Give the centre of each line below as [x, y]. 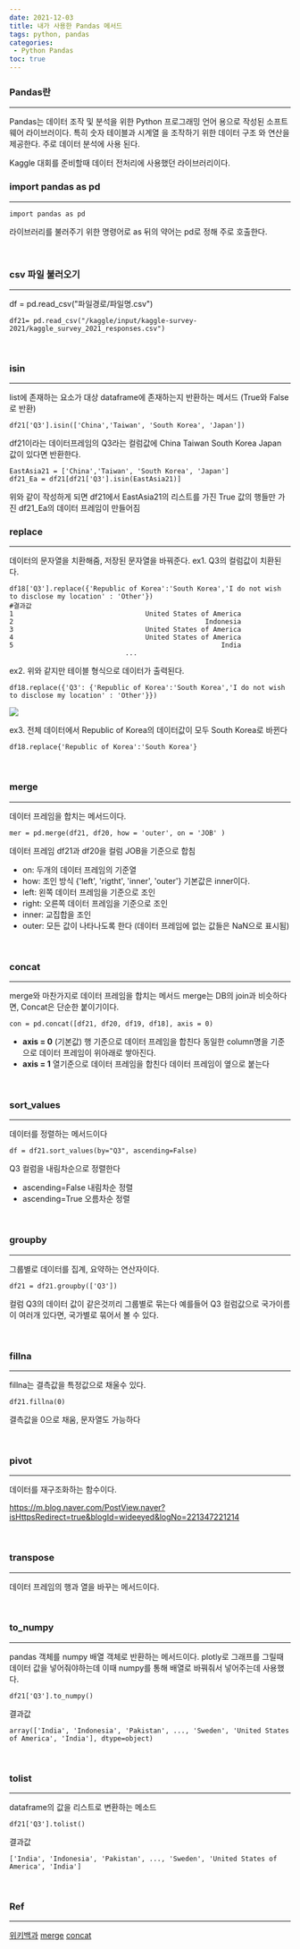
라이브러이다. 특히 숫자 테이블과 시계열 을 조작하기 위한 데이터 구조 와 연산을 [158, 133]
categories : [31, 43]
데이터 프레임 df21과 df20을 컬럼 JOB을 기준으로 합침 [103, 850]
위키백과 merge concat [50, 1936]
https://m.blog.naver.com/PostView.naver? [87, 1508]
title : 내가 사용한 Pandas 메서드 [66, 26]
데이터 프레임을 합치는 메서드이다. [68, 816]
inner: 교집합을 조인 [57, 915]
